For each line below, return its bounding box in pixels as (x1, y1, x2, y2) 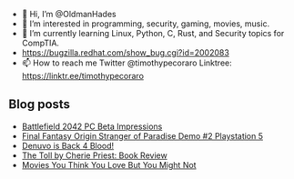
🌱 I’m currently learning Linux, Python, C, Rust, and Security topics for (21, 28, 285, 38)
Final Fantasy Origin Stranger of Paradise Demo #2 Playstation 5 (21, 130, 264, 141)
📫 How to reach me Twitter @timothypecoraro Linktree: (21, 57, 233, 68)
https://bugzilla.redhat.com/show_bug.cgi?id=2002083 (21, 47, 229, 58)
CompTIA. (21, 37, 60, 48)
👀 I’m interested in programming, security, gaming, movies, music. (21, 18, 270, 29)
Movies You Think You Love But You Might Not (21, 159, 197, 170)
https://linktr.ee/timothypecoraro (21, 71, 145, 81)
